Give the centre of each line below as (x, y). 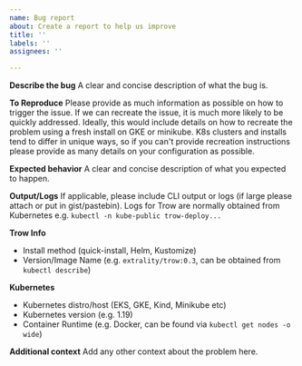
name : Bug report (42, 18)
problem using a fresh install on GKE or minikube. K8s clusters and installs (148, 132)
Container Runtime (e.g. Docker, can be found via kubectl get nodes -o (156, 324)
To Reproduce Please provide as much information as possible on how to (146, 103)
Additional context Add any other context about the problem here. (134, 351)
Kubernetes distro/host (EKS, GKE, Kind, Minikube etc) (124, 305)
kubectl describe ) (57, 270)
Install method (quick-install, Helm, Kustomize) (109, 251)
